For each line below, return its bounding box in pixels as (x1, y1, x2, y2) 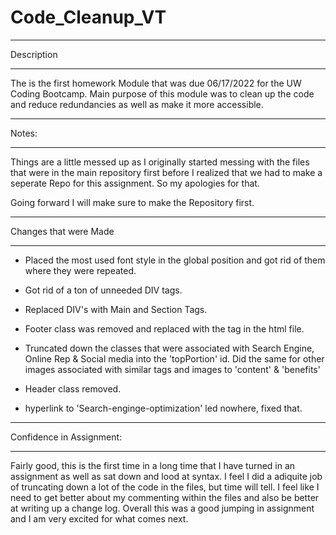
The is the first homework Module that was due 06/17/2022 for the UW (10, 77, 302, 89)
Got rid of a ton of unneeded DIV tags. (24, 284, 183, 296)
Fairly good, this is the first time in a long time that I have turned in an (10, 459, 296, 471)
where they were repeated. (24, 264, 137, 276)
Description (10, 48, 58, 60)
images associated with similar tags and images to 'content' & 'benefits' (24, 363, 321, 375)
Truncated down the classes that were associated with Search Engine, (24, 342, 315, 354)
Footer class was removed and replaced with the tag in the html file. (24, 322, 305, 335)
